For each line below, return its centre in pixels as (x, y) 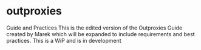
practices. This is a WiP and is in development (64, 40)
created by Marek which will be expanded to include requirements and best (101, 34)
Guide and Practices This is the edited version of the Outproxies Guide (94, 28)
